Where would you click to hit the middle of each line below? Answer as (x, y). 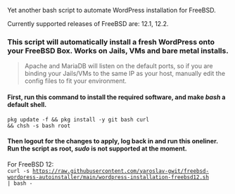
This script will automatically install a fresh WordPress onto (111, 41)
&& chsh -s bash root (39, 126)
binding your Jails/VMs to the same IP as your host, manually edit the (125, 74)
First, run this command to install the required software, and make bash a (116, 97)
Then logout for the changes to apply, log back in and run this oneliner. (113, 141)
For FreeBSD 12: (31, 164)
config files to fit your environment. (75, 81)
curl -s (19, 171)
